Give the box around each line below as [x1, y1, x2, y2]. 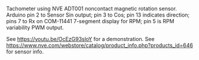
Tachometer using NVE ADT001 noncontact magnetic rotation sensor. [6, 5, 177, 12]
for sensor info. [6, 48, 44, 55]
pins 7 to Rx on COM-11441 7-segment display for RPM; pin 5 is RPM [6, 18, 174, 24]
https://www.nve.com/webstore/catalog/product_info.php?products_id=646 [6, 42, 193, 49]
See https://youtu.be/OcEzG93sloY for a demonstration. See [6, 36, 155, 42]
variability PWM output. [6, 24, 64, 31]
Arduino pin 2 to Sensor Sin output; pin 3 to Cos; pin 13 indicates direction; [6, 11, 190, 18]
